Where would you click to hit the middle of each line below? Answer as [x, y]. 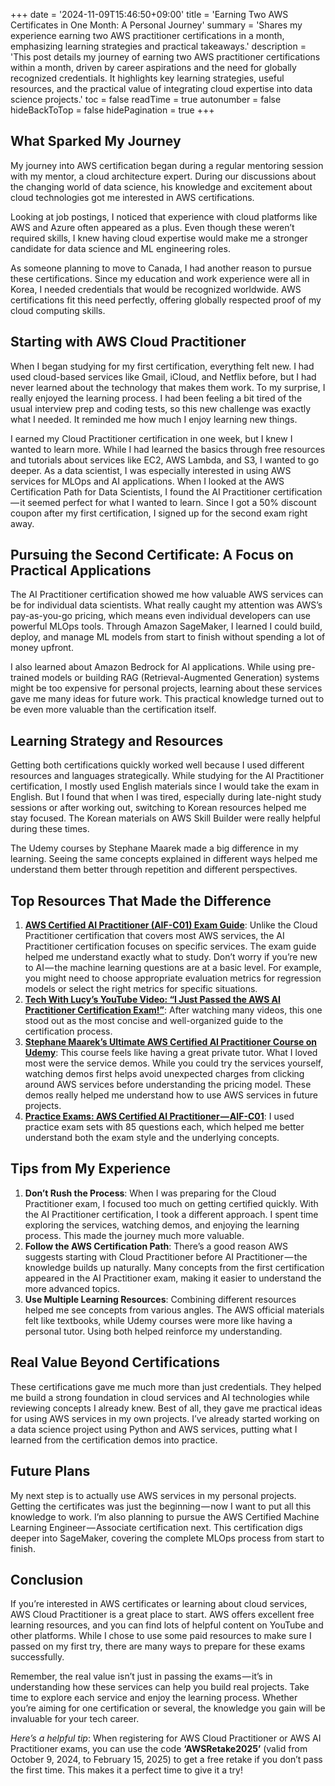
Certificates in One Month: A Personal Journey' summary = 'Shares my [156, 25]
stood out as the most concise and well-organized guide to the [154, 1021]
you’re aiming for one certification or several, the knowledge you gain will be [168, 1708]
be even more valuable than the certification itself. [113, 710]
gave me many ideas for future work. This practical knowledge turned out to [167, 699]
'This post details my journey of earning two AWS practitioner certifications [165, 57]
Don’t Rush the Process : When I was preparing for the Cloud [150, 1193]
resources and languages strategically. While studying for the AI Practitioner [167, 776]
